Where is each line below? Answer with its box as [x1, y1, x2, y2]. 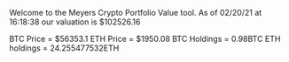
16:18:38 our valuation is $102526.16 [9, 17, 141, 27]
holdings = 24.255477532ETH [9, 43, 120, 53]
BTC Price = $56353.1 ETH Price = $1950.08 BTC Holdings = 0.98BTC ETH [9, 34, 281, 44]
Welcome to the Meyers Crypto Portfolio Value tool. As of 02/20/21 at [9, 8, 262, 17]
